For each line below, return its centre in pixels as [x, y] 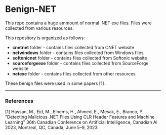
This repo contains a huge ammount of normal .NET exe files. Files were [79, 23]
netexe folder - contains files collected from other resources [74, 73]
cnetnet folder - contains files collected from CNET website [73, 47]
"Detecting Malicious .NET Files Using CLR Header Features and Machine [80, 117]
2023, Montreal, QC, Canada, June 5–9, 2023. [52, 128]
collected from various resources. [40, 28]
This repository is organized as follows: [45, 38]
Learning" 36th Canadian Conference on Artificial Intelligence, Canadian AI [81, 122]
